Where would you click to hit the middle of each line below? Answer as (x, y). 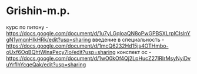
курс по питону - (27, 27)
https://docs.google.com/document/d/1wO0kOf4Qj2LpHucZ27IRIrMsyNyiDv (98, 58)
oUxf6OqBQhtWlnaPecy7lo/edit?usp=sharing (61, 52)
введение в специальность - (128, 39)
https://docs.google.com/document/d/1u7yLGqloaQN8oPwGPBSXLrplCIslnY (98, 33)
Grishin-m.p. (38, 11)
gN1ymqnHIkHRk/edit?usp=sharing (49, 39)
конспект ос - (134, 52)
